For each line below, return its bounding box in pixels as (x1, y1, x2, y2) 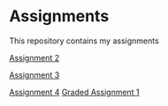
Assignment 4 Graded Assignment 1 (9, 87, 140, 97)
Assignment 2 (9, 52, 60, 63)
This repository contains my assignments (9, 35, 159, 46)
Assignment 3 (9, 69, 60, 80)
